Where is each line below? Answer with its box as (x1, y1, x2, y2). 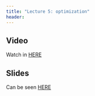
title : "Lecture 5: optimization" (6, 8, 90, 15)
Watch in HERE (6, 51, 42, 59)
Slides (6, 68, 29, 78)
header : (6, 14, 25, 20)
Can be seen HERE (6, 84, 51, 91)
